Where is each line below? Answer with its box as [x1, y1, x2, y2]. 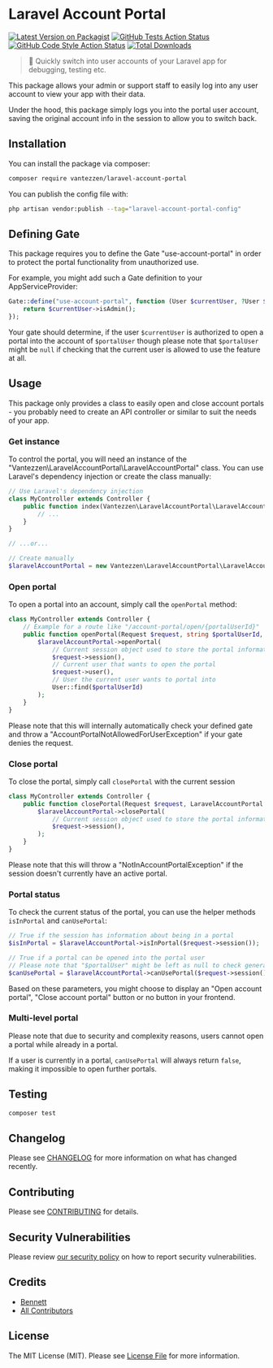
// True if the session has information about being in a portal [8, 932, 234, 940]
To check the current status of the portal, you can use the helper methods [8, 907, 256, 917]
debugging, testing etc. [28, 64, 107, 74]
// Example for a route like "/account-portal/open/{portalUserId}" [23, 623, 260, 631]
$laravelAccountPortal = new [8, 562, 107, 570]
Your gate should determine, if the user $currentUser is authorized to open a [8, 327, 264, 337]
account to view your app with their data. [8, 89, 146, 98]
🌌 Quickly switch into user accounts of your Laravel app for [28, 56, 227, 66]
